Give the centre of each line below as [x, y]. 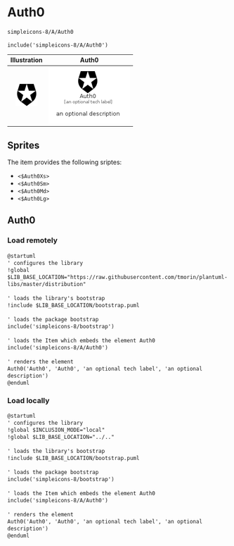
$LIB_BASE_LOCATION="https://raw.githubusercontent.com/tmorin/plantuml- [118, 277]
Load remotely [33, 240]
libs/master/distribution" [47, 284]
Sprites [24, 145]
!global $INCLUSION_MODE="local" [56, 430]
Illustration [27, 60]
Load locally [28, 400]
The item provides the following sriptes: [65, 162]
